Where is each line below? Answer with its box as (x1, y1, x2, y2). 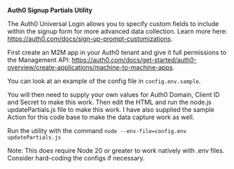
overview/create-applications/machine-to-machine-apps (7, 63, 173, 71)
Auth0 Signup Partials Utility (7, 6, 93, 14)
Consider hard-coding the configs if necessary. (7, 154, 145, 162)
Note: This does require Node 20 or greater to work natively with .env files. (7, 146, 225, 154)
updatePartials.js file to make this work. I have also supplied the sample (7, 106, 215, 113)
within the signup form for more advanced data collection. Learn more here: (7, 27, 228, 35)
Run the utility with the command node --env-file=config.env (7, 127, 187, 134)
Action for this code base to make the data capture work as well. (7, 113, 195, 121)
